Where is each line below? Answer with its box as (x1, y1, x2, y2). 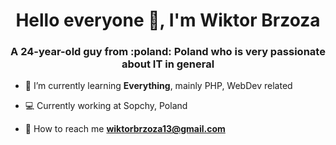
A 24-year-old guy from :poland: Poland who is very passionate (10, 45, 326, 59)
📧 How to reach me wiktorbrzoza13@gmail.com (24, 123, 226, 135)
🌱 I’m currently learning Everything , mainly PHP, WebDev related (24, 80, 293, 92)
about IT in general (121, 57, 215, 71)
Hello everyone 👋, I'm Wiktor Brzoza (15, 9, 321, 32)
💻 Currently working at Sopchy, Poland (24, 100, 188, 112)
